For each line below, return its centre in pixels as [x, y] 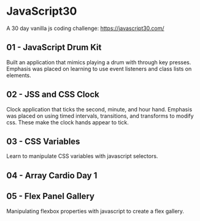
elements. [19, 75]
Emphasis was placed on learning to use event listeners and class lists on [99, 69]
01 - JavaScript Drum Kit [54, 47]
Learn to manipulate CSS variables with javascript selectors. [82, 156]
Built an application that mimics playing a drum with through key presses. [99, 62]
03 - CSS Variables [43, 141]
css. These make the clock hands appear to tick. [67, 122]
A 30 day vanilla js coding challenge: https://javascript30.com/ [85, 28]
